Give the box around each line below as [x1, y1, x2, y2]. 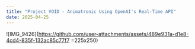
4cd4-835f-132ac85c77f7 [6, 37, 70, 44]
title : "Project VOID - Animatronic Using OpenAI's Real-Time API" [6, 8, 177, 15]
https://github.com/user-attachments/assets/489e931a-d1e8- [38, 30, 189, 37]
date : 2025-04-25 [6, 14, 49, 20]
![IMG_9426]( [6, 30, 39, 37]
